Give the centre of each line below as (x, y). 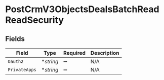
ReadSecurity (35, 20)
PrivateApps (22, 70)
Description (105, 53)
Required (74, 53)
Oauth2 (16, 62)
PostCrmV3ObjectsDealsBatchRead (82, 9)
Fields (15, 39)
